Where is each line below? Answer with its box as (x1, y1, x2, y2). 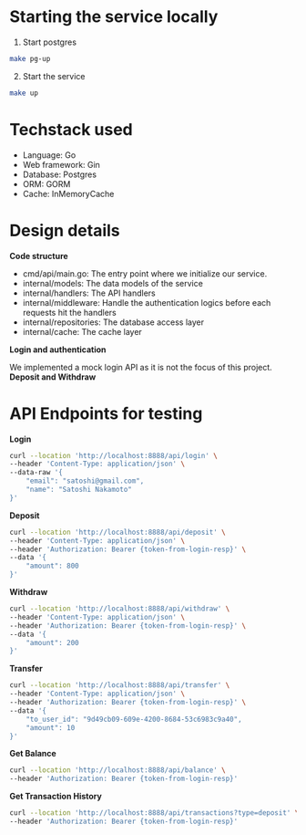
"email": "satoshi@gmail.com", (25, 476, 145, 485)
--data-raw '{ (9, 468, 64, 477)
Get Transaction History (9, 791, 102, 802)
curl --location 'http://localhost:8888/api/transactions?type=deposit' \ (9, 809, 300, 818)
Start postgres (22, 37, 77, 47)
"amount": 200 (25, 638, 79, 647)
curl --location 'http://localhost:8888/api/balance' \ (9, 766, 226, 775)
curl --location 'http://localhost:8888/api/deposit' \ (9, 527, 226, 537)
